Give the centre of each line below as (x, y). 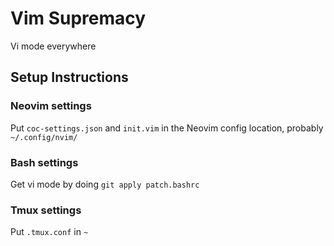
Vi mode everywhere (53, 46)
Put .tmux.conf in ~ (49, 232)
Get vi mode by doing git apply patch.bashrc (105, 184)
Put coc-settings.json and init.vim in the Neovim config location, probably (167, 128)
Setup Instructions (69, 77)
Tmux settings (46, 210)
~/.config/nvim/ (44, 137)
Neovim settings (51, 106)
